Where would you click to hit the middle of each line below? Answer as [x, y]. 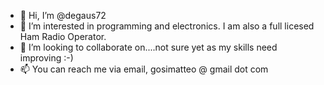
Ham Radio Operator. [63, 36]
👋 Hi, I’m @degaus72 [63, 15]
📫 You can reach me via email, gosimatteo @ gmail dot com [144, 69]
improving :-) [46, 58]
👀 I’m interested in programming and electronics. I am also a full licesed [167, 26]
